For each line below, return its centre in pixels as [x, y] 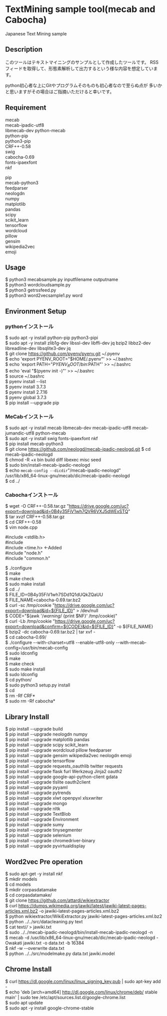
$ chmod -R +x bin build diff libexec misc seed [53, 460]
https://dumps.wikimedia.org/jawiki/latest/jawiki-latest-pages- [82, 906]
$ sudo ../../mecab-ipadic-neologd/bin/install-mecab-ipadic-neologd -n [79, 932]
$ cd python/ [18, 680]
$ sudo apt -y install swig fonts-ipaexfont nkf [52, 439]
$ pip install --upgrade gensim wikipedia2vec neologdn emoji [68, 756]
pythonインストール [29, 326]
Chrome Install [28, 969]
